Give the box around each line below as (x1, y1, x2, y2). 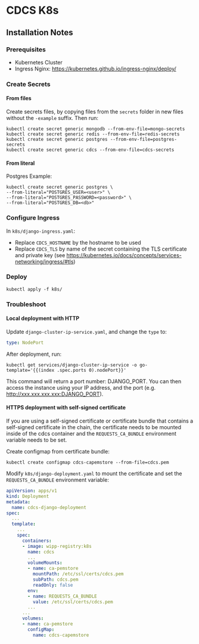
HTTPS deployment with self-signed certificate (6, 404, 126, 411)
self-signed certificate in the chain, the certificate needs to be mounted (6, 424, 182, 430)
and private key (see (14, 251, 66, 258)
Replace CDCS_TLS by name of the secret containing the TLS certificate (14, 245, 187, 252)
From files (6, 95, 32, 102)
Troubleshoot (6, 300, 46, 308)
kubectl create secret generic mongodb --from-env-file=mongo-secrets (6, 126, 185, 132)
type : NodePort (6, 340, 44, 346)
